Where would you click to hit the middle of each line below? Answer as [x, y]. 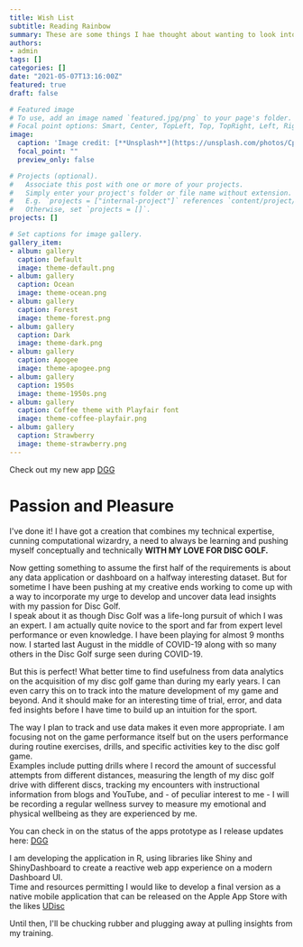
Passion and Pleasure [92, 506]
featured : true [38, 85]
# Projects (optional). [54, 176]
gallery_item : [36, 243]
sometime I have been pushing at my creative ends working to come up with [151, 586]
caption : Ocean [46, 285]
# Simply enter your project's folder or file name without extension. [151, 193]
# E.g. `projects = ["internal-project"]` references [116, 201]
